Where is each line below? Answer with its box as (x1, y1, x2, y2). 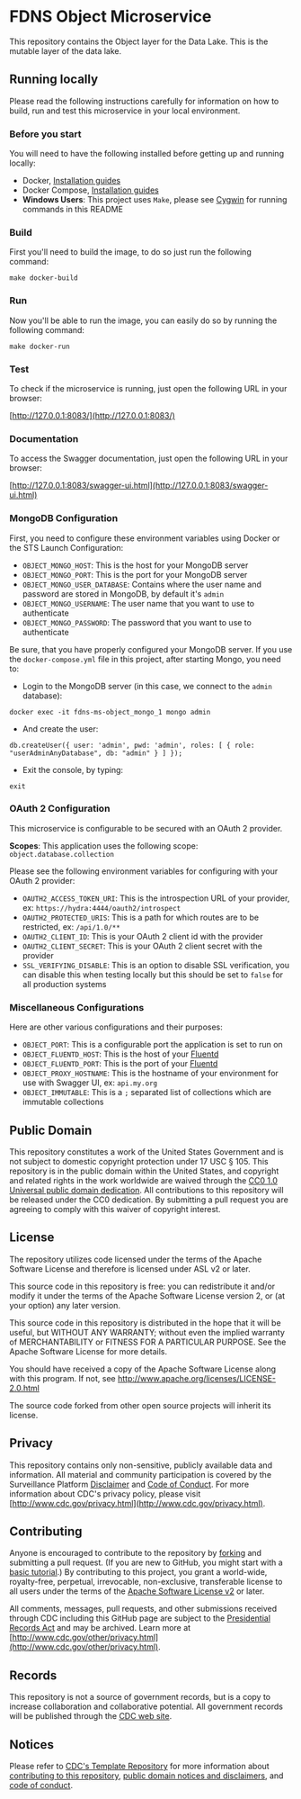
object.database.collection (9, 850, 115, 859)
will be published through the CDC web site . (9, 1711, 173, 1722)
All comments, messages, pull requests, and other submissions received (9, 1604, 278, 1615)
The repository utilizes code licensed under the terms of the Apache (9, 1254, 262, 1264)
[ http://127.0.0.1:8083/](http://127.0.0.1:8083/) (9, 409, 175, 420)
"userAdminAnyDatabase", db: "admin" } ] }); (9, 749, 182, 758)
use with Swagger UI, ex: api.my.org (22, 1077, 158, 1088)
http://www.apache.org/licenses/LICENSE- (117, 1372, 277, 1383)
